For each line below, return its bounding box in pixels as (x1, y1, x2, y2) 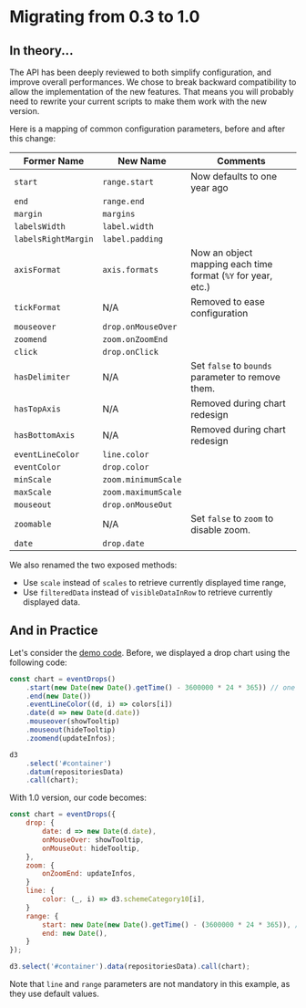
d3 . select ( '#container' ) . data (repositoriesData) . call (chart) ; (9, 962, 250, 972)
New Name (117, 155, 167, 167)
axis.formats (102, 265, 159, 275)
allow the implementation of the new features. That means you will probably (9, 87, 294, 97)
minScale (14, 474, 52, 484)
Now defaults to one (190, 171, 278, 182)
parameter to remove (190, 371, 280, 383)
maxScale (14, 487, 52, 497)
